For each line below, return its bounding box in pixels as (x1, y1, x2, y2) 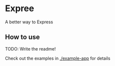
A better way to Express (5, 19, 54, 25)
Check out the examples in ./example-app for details (5, 55, 111, 61)
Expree (5, 3, 34, 14)
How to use (5, 33, 40, 41)
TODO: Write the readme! (5, 46, 56, 51)
